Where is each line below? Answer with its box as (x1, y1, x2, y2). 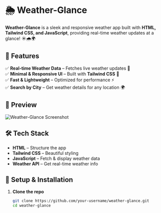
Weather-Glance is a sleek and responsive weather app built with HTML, (5, 24, 156, 31)
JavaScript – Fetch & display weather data (12, 155, 100, 161)
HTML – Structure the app (12, 145, 66, 151)
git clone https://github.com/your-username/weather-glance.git (12, 198, 149, 203)
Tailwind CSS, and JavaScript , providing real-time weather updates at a (5, 30, 154, 36)
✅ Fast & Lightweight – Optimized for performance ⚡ (5, 77, 114, 83)
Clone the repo (12, 189, 44, 195)
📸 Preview (5, 101, 37, 109)
